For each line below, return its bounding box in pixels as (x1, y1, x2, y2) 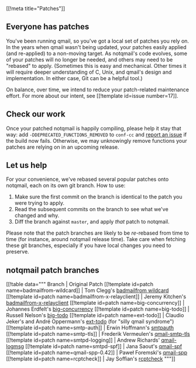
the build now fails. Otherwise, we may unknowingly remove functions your (6, 137, 187, 144)
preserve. (6, 248, 29, 255)
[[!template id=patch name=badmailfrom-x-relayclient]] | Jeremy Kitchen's (6, 293, 186, 300)
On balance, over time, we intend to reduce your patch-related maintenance (6, 86, 189, 93)
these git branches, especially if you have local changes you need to (6, 242, 171, 249)
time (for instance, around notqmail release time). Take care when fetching (6, 236, 186, 243)
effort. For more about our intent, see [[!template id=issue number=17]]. (6, 92, 178, 99)
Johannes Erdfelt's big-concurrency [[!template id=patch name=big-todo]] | (6, 305, 190, 312)
